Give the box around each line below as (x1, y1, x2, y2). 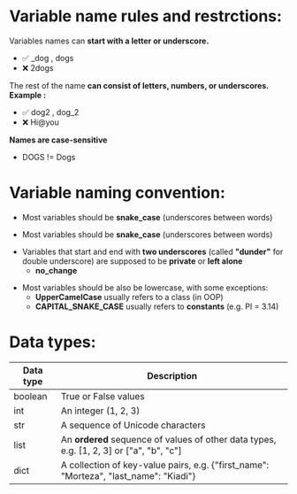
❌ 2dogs (21, 62, 54, 73)
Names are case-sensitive (9, 135, 108, 145)
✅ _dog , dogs (21, 52, 74, 63)
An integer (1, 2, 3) (60, 405, 141, 417)
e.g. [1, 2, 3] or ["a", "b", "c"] (60, 444, 183, 457)
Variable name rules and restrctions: (9, 6, 283, 27)
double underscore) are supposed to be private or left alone (21, 255, 243, 266)
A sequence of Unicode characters (60, 419, 206, 431)
